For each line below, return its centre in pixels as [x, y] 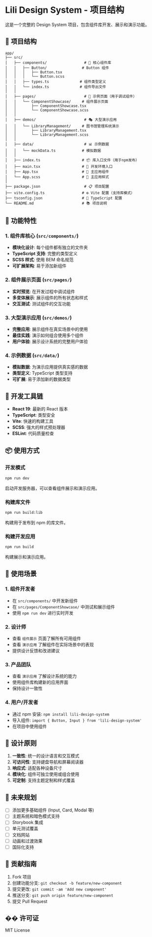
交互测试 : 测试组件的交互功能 [41, 304]
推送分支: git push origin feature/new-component [63, 895]
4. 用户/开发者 [22, 703]
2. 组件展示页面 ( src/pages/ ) [38, 280]
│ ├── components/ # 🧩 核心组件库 [58, 63]
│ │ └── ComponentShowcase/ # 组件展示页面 [57, 101]
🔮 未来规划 [21, 797]
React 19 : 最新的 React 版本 [40, 409]
